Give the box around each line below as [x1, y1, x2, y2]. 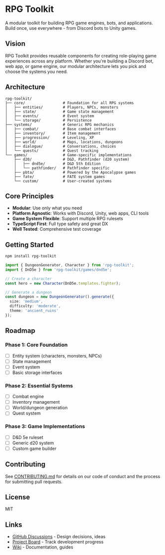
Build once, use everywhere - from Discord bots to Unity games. [5, 25, 137, 31]
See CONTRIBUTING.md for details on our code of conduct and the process [5, 473, 161, 479]
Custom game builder [12, 445, 57, 451]
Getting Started [5, 241, 54, 249]
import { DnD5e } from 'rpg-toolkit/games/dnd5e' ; [5, 267, 112, 272]
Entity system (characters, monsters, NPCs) [12, 353, 102, 359]
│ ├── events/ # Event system [5, 113, 94, 119]
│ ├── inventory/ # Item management [5, 130, 101, 136]
